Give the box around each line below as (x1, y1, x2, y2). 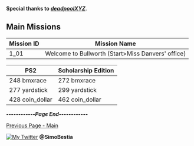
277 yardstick (9, 85, 48, 94)
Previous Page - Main (6, 122, 59, 129)
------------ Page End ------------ (6, 110, 88, 117)
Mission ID (9, 39, 40, 48)
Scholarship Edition (58, 66, 114, 74)
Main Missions (6, 22, 61, 32)
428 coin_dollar (9, 95, 52, 104)
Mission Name (94, 39, 137, 48)
